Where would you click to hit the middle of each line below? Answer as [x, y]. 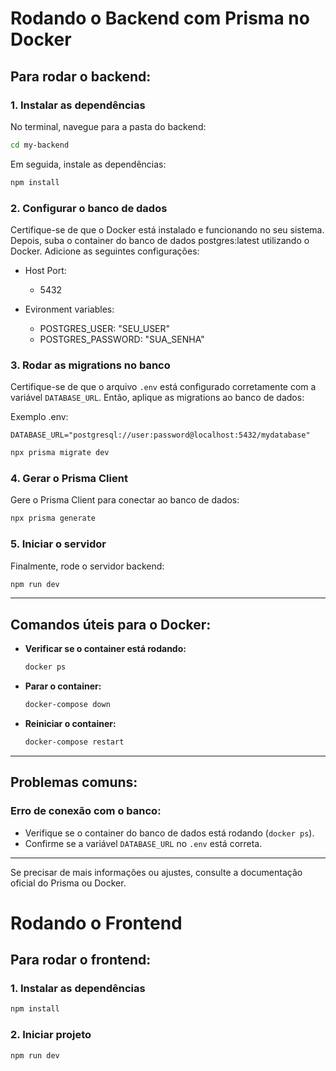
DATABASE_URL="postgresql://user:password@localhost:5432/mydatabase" [160, 435]
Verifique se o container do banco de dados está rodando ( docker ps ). [169, 833]
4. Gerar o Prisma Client [69, 479]
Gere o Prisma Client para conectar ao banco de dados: [125, 500]
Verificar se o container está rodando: [105, 649]
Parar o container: [63, 686]
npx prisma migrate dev [60, 453]
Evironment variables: [69, 309]
